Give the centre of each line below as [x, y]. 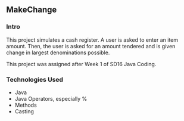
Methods [26, 105]
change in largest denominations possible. [58, 52]
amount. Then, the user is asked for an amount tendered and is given [91, 46]
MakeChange [32, 10]
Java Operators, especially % [51, 98]
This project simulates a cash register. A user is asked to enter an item [92, 40]
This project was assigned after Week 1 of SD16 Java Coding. [81, 64]
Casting [24, 111]
